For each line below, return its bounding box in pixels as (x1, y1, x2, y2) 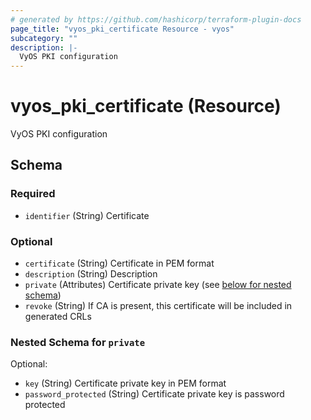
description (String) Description (24, 268, 158, 280)
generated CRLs (24, 311, 92, 323)
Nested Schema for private (10, 335, 146, 349)
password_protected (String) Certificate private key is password (24, 388, 285, 400)
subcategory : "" (10, 33, 78, 43)
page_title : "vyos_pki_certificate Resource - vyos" (10, 24, 235, 34)
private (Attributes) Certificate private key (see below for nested (24, 279, 292, 291)
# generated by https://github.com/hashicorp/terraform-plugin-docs (10, 14, 302, 25)
